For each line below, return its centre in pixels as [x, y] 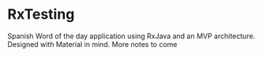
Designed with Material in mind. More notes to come [92, 44]
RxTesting [41, 14]
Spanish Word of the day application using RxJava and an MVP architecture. [131, 36]
